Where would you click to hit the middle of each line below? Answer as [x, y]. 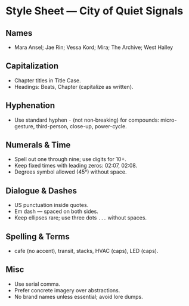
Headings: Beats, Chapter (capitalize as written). [74, 86]
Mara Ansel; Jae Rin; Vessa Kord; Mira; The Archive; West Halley [94, 47]
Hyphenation [30, 106]
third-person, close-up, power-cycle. [82, 126]
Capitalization [32, 66]
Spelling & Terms [38, 237]
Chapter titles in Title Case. [47, 80]
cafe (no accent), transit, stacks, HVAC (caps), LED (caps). [86, 251]
